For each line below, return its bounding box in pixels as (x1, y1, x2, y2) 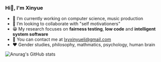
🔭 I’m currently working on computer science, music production (12, 16, 144, 22)
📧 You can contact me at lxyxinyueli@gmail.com (12, 36, 111, 42)
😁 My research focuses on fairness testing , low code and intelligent (12, 26, 156, 32)
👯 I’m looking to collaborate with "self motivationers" (12, 21, 121, 27)
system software (12, 31, 48, 37)
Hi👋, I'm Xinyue (5, 4, 43, 11)
